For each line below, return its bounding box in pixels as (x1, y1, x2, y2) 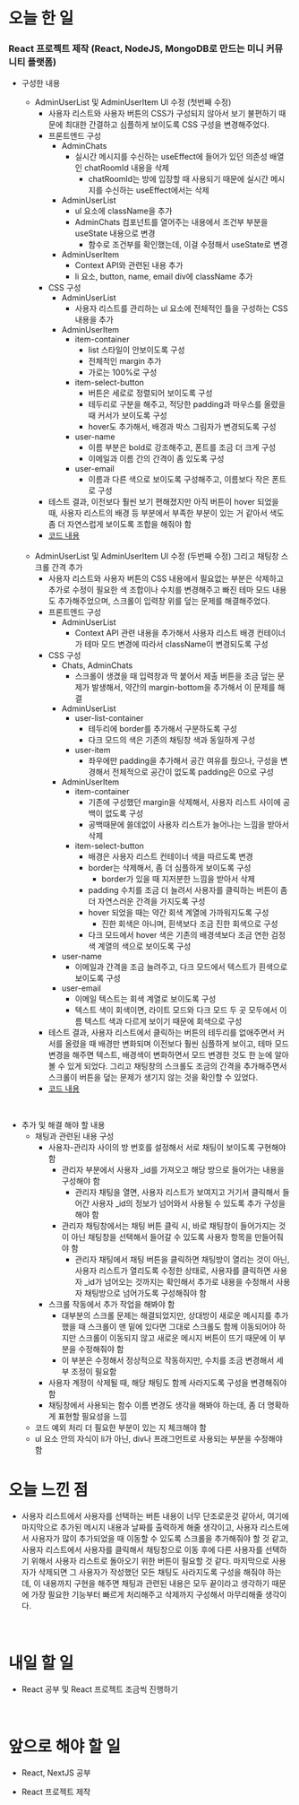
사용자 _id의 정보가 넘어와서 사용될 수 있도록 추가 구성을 (91, 1198, 286, 1209)
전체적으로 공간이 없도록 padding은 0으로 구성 (112, 767, 274, 777)
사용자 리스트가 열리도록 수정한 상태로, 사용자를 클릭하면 (74, 1265, 271, 1276)
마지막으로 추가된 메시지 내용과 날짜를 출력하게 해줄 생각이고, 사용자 (21, 1522, 259, 1533)
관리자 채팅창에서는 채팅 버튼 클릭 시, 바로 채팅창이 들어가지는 (61, 1220, 277, 1231)
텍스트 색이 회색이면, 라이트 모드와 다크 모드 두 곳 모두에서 (74, 1005, 278, 1016)
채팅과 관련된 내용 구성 (34, 1131, 115, 1141)
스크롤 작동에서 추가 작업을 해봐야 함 (47, 1299, 175, 1310)
